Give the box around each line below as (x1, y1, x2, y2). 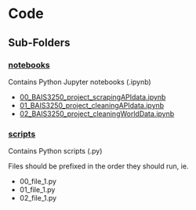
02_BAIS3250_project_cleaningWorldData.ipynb (19, 109, 175, 118)
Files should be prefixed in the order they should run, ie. (8, 161, 189, 171)
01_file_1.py (19, 185, 56, 194)
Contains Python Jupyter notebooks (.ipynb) (8, 77, 151, 86)
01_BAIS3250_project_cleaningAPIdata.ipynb (19, 100, 165, 110)
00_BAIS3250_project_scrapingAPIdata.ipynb (19, 92, 166, 102)
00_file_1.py (19, 177, 57, 186)
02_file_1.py (19, 194, 57, 203)
